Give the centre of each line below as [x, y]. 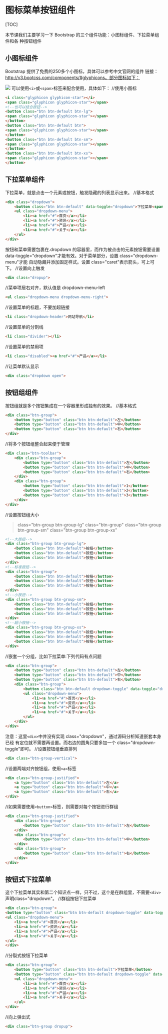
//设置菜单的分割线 [24, 327]
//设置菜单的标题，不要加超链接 [37, 307]
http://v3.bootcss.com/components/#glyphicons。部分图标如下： [72, 77]
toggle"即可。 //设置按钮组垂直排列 [41, 748]
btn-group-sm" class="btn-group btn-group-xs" [67, 530]
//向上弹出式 [18, 1017]
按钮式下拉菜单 [28, 880]
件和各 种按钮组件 [23, 41]
